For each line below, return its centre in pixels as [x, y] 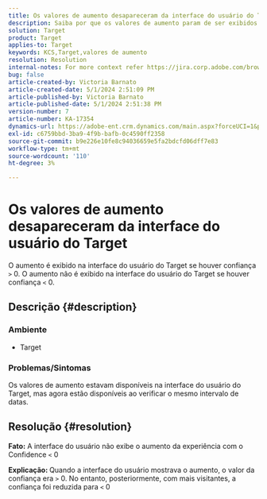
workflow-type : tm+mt [44, 149]
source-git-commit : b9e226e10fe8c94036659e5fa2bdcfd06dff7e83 [113, 141]
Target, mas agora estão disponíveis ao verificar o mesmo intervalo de [124, 393]
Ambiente [28, 330]
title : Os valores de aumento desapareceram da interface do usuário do [131, 15]
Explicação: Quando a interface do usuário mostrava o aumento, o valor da [132, 470]
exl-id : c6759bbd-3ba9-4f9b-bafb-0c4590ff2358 [87, 133]
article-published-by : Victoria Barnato [76, 97]
